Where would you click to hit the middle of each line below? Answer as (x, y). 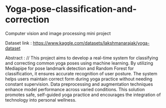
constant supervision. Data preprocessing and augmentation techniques (79, 84)
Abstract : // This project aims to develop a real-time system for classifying (82, 57)
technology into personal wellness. (41, 100)
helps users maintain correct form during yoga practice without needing (79, 79)
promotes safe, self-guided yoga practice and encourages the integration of (83, 95)
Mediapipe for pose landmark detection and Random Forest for (70, 68)
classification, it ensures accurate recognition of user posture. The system (81, 73)
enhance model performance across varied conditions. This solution (75, 89)
